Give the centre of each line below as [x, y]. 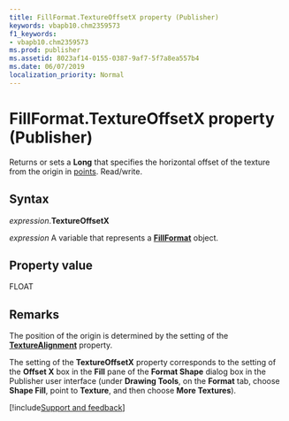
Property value [51, 265]
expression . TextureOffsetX [59, 220]
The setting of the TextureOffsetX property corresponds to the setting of [143, 363]
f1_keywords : [33, 34]
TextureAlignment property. [61, 345]
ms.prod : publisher [45, 50]
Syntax [29, 199]
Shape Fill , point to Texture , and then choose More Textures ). [123, 391]
